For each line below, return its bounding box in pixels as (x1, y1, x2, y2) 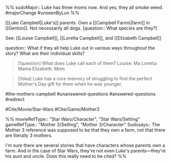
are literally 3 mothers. (5, 132, 53, 138)
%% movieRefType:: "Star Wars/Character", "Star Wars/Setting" (5, 116, 140, 122)
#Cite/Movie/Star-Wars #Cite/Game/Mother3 (5, 106, 100, 112)
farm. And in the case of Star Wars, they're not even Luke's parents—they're (5, 148, 166, 154)
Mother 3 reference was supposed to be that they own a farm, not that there (5, 127, 166, 133)
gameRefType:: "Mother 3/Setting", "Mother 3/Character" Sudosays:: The (5, 122, 160, 127)
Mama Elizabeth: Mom (17, 66, 65, 72)
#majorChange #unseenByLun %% (5, 10, 80, 16)
